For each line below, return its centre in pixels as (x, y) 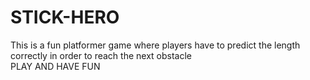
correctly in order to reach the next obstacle (101, 55)
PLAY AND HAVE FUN (55, 66)
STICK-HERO (65, 17)
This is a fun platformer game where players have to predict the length (155, 45)
